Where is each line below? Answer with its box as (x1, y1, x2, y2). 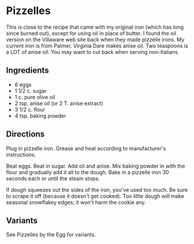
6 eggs (14, 81, 32, 88)
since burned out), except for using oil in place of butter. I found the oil (6, 29, 177, 36)
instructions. (6, 151, 36, 158)
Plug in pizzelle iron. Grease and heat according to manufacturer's (6, 145, 166, 152)
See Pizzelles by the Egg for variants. (6, 231, 96, 238)
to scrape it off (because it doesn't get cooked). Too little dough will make (6, 192, 185, 199)
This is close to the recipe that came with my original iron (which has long (6, 23, 184, 30)
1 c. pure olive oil (14, 93, 56, 100)
